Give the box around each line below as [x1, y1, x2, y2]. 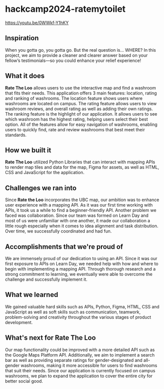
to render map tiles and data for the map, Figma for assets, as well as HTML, [5, 164, 159, 170]
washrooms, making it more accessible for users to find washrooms [20, 362, 158, 368]
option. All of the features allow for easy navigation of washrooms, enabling [5, 121, 158, 127]
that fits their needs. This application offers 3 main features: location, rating [5, 90, 157, 96]
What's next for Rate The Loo [5, 333, 96, 342]
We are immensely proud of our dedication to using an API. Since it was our [5, 256, 158, 261]
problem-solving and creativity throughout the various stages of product [5, 314, 151, 320]
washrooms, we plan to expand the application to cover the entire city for [5, 373, 153, 379]
